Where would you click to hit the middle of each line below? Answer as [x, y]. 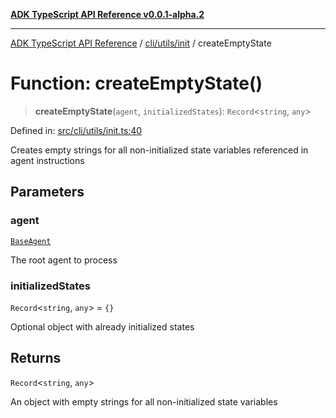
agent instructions [47, 160]
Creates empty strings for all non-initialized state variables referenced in [159, 150]
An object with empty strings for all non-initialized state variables [144, 401]
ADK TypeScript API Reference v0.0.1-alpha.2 [107, 14]
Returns [36, 358]
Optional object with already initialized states [102, 326]
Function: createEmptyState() [136, 83]
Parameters [47, 192]
